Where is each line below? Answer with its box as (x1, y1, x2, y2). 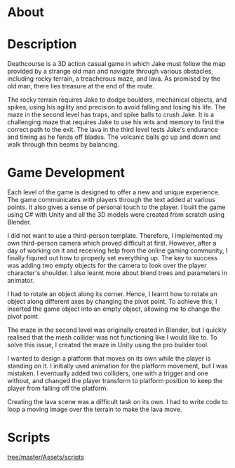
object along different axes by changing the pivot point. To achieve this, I (7, 297, 217, 306)
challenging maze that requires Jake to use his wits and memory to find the (7, 118, 224, 126)
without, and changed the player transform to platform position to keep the (7, 377, 223, 385)
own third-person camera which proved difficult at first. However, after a (7, 239, 217, 248)
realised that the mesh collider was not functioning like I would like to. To (7, 333, 217, 342)
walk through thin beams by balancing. (7, 140, 119, 149)
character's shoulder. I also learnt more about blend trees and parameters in (7, 269, 228, 277)
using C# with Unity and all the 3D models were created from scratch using (7, 210, 224, 219)
